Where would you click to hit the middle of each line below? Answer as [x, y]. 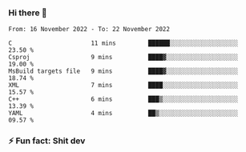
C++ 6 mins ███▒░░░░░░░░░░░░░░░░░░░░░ [123, 99]
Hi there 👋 [28, 13]
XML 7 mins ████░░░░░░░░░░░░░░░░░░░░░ [123, 86]
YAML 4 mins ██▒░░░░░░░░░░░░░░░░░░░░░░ [123, 114]
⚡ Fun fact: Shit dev [47, 141]
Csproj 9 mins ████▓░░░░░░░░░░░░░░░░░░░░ [123, 58]
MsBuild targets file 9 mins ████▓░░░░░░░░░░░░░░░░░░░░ [123, 71]
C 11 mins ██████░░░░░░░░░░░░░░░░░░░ [123, 43]
